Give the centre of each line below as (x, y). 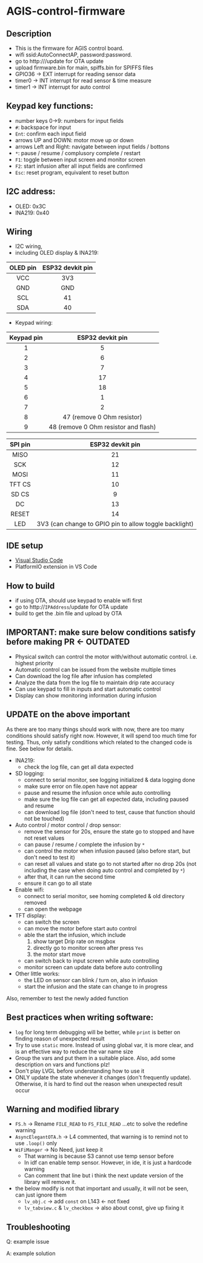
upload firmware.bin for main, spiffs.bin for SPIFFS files (84, 67)
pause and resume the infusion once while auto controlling (97, 792)
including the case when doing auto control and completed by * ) (105, 870)
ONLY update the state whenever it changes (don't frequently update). (103, 1077)
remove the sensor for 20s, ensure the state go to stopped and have (109, 831)
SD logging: (30, 773)
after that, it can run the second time (70, 876)
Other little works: (37, 974)
